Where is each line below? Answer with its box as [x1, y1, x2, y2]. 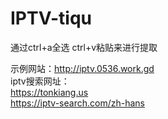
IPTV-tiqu [10, 7, 93, 30]
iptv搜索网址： [10, 75, 70, 87]
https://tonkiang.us [10, 86, 89, 98]
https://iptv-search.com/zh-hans [10, 97, 145, 109]
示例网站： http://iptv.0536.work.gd [10, 62, 155, 74]
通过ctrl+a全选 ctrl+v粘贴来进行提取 [10, 41, 158, 53]
